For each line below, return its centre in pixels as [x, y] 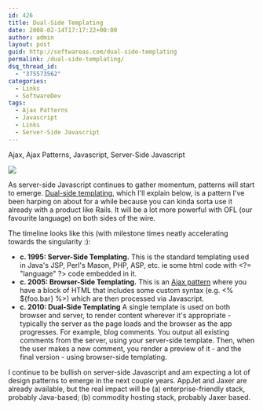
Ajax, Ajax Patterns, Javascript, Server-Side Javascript [97, 155]
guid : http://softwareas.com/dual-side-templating [93, 52]
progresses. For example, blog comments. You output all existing [124, 331]
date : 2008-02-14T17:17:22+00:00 [63, 30]
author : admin [31, 37]
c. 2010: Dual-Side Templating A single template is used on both [125, 306]
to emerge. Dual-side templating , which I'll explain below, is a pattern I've [126, 192]
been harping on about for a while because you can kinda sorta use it [121, 201]
